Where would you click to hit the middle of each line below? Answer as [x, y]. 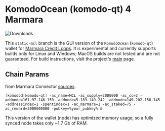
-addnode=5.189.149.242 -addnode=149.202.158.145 [108, 100]
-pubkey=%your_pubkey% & [77, 108]
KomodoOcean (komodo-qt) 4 [68, 9]
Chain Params [27, 75]
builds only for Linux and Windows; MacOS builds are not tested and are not [82, 54]
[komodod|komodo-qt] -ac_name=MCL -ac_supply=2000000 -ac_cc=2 [72, 95]
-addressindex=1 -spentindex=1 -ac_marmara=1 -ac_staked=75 [68, 104]
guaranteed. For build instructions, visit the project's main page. [70, 59]
